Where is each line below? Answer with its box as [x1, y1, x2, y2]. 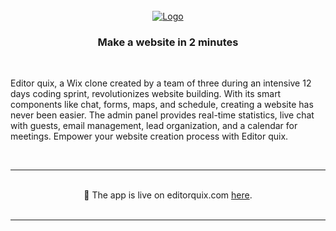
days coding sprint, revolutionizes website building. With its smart [10, 88, 282, 100]
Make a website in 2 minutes [97, 35, 239, 49]
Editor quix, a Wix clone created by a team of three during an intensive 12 [10, 77, 312, 89]
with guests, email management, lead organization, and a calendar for [10, 120, 298, 132]
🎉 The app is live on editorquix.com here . [83, 189, 253, 201]
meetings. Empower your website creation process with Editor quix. [10, 130, 289, 143]
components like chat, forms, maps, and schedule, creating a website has [10, 99, 314, 111]
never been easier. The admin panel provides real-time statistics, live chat [10, 109, 315, 121]
